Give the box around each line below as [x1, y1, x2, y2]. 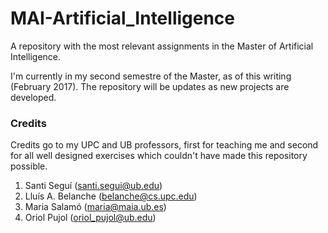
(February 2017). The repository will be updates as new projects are [10, 80, 290, 92]
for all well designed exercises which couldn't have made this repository [10, 150, 308, 162]
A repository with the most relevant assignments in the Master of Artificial [10, 40, 314, 52]
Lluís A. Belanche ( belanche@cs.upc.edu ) [24, 190, 198, 202]
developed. [10, 91, 57, 103]
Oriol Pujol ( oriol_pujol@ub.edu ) [24, 212, 157, 224]
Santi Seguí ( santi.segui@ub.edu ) [24, 180, 163, 192]
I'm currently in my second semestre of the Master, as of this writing [10, 70, 292, 82]
